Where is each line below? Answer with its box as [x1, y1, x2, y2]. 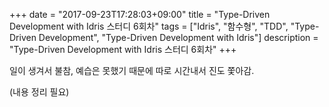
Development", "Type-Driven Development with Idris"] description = [38, 32, 319, 43]
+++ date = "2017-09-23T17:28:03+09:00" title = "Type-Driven [9, 9, 271, 20]
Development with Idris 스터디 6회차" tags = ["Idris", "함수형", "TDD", [9, 20, 289, 32]
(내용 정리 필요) [9, 86, 70, 98]
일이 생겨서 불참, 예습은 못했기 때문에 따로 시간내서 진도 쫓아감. [9, 65, 255, 76]
